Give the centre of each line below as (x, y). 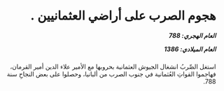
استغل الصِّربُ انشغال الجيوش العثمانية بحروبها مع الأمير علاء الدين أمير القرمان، (113, 66)
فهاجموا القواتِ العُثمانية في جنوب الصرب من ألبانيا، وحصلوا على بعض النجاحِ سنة (111, 74)
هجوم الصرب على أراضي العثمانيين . (123, 16)
